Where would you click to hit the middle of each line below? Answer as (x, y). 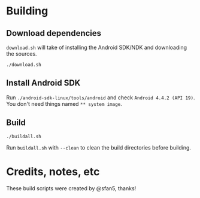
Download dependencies (54, 33)
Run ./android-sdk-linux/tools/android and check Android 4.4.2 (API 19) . (101, 98)
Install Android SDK (43, 83)
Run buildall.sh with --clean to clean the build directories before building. (99, 147)
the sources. (22, 54)
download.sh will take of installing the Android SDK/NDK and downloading (97, 47)
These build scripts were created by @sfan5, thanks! (71, 188)
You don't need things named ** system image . (64, 103)
